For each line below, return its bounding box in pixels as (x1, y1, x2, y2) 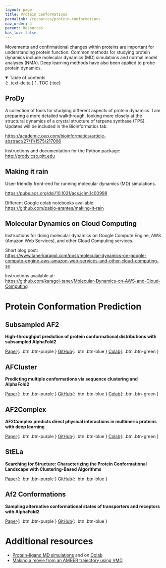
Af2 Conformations (5, 490, 66, 499)
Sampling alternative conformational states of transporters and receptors (5, 503, 160, 509)
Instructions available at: (5, 273, 55, 279)
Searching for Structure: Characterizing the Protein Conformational (5, 461, 147, 467)
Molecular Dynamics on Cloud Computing (5, 219, 137, 228)
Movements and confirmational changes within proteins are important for (5, 44, 155, 50)
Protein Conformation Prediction (5, 301, 142, 312)
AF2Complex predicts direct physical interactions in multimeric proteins (5, 419, 157, 425)
